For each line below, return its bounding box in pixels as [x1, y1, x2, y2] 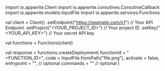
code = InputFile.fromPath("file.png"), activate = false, [45, 55, 159, 61]
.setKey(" [141, 25, 160, 31]
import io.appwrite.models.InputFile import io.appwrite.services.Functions [5, 10, 160, 16]
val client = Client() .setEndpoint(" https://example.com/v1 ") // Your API [5, 20, 153, 25]
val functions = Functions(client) [5, 40, 73, 46]
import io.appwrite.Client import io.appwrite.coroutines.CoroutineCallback [5, 5, 160, 10]
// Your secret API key [48, 30, 95, 36]
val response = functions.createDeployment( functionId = [5, 50, 126, 55]
